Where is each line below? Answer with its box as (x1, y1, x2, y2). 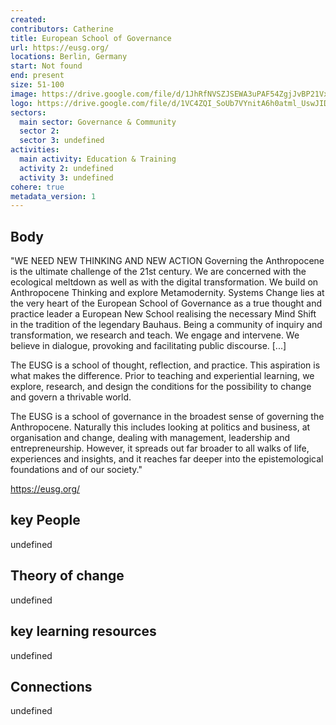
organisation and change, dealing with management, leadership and (10, 432, 291, 444)
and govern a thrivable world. (10, 391, 132, 403)
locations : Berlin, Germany (10, 52, 128, 62)
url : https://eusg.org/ (10, 42, 110, 53)
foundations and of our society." (10, 464, 143, 476)
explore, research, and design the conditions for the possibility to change (10, 381, 312, 393)
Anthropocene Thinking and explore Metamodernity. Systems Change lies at (10, 287, 325, 299)
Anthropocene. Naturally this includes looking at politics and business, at (10, 421, 311, 433)
